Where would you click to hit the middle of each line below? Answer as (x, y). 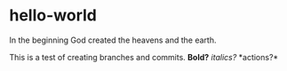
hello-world (53, 16)
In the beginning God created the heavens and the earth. (113, 40)
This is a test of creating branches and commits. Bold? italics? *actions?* (144, 57)
